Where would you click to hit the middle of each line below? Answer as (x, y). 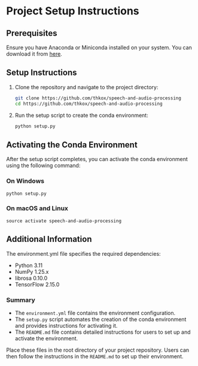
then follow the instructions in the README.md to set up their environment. (95, 356)
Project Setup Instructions (73, 11)
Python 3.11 (29, 265)
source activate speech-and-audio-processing (64, 221)
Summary (21, 300)
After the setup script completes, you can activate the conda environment (97, 159)
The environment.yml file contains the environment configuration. (95, 313)
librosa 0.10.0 (31, 278)
